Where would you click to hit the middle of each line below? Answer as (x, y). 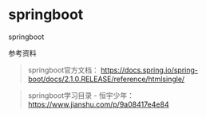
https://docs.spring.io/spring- (149, 70)
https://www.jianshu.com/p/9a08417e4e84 (98, 104)
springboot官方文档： (63, 70)
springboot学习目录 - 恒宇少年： (81, 95)
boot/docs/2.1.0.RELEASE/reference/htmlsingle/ (106, 79)
